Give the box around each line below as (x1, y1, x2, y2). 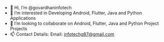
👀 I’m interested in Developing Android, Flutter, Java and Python (10, 10, 142, 16)
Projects (10, 26, 28, 32)
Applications (10, 15, 36, 21)
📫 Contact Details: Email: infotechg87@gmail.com (10, 31, 114, 37)
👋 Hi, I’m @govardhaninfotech (10, 5, 72, 10)
